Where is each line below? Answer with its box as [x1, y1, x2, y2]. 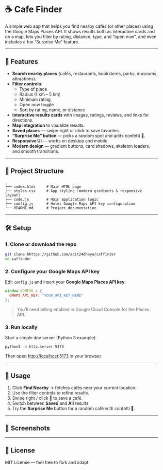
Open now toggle [19, 101, 54, 107]
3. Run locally [5, 324, 38, 331]
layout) [5, 193, 21, 197]
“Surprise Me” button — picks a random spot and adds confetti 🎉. [12, 133, 146, 138]
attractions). [12, 76, 37, 81]
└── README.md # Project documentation [5, 205, 97, 210]
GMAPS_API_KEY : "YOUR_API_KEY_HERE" [9, 293, 83, 298]
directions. [12, 117, 34, 123]
